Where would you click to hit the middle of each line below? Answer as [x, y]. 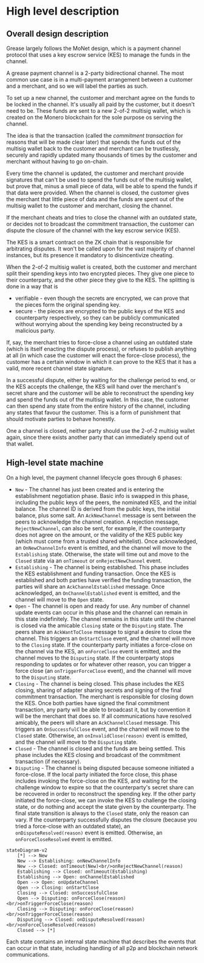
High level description [63, 11]
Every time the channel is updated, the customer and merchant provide [95, 173]
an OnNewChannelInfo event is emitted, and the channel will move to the [104, 547]
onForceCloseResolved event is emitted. [64, 839]
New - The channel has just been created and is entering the [89, 489]
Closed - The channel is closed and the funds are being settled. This [100, 748]
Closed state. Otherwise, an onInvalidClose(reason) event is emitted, [101, 735]
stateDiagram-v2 [27, 850]
